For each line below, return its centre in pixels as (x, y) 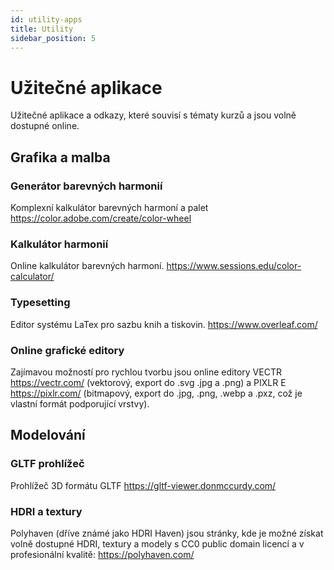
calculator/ (32, 277)
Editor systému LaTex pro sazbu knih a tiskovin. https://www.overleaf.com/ (164, 324)
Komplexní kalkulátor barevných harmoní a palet (109, 207)
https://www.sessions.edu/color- (234, 266)
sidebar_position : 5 (53, 38)
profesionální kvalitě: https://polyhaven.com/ (102, 554)
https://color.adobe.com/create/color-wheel (101, 218)
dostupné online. (45, 126)
